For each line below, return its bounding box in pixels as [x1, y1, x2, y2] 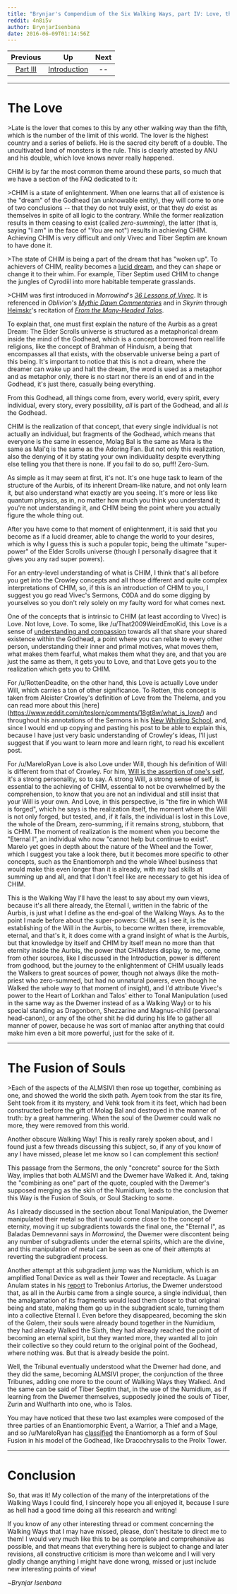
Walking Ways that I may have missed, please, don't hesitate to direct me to [7, 1528, 227, 1536]
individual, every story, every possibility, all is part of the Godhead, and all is [7, 401, 229, 410]
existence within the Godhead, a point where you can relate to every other [7, 635, 223, 643]
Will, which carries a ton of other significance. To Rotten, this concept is [7, 686, 217, 695]
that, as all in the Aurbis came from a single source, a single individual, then [7, 1289, 227, 1297]
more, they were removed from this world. [7, 1121, 130, 1130]
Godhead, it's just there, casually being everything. [7, 380, 156, 389]
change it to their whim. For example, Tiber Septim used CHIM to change [7, 270, 219, 279]
